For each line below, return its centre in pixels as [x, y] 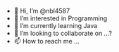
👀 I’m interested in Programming [61, 18]
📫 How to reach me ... [46, 41]
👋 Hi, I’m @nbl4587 [42, 11]
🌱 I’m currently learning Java [56, 26]
